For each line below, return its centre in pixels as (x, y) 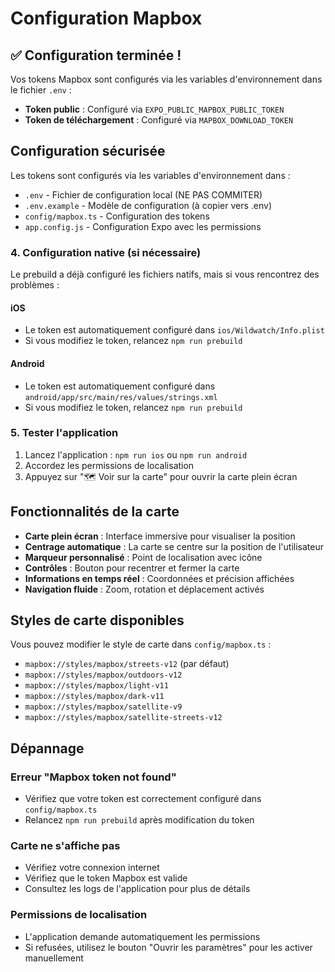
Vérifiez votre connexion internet (92, 868)
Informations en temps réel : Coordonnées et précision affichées (159, 578)
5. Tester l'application (64, 433)
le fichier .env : (41, 90)
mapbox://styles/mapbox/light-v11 (96, 686)
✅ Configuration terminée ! (96, 55)
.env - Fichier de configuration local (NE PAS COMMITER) (143, 194)
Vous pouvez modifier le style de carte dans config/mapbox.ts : (141, 644)
